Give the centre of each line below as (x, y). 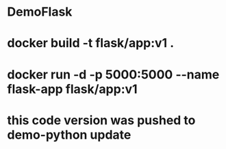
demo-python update (69, 135)
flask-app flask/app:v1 (73, 89)
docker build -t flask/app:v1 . (91, 43)
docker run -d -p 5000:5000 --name (113, 74)
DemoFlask (40, 12)
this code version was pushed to (101, 120)
